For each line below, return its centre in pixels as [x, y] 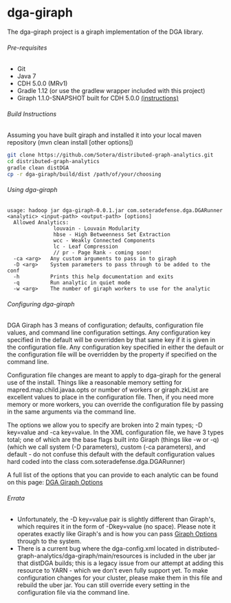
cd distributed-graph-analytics [53, 162]
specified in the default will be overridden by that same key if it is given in [111, 340]
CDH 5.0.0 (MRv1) [42, 83]
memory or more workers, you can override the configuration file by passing [115, 405]
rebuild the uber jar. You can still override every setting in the [103, 585]
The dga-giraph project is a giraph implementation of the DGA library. [106, 32]
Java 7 [26, 76]
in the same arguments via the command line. [71, 412]
